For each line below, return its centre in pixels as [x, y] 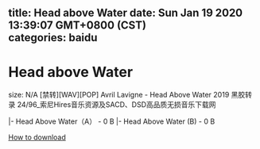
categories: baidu [53, 38]
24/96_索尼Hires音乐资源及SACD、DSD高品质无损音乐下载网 [116, 105]
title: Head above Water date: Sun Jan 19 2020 [126, 13]
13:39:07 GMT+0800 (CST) [78, 26]
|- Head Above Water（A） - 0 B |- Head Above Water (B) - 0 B [112, 121]
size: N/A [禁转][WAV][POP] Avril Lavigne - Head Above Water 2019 [119, 95]
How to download [37, 137]
